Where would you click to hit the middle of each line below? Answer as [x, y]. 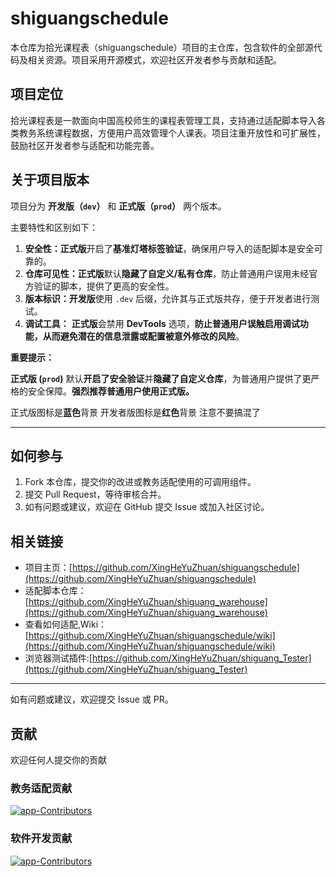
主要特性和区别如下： [54, 227]
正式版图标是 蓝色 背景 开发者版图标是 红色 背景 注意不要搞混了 [135, 412]
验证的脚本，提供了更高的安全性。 [104, 286]
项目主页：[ [48, 568]
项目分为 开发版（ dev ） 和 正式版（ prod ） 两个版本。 [118, 206]
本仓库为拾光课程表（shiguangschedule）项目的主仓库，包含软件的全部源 [162, 47]
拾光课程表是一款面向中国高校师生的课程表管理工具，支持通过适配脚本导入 [163, 120]
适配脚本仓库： [55, 591]
